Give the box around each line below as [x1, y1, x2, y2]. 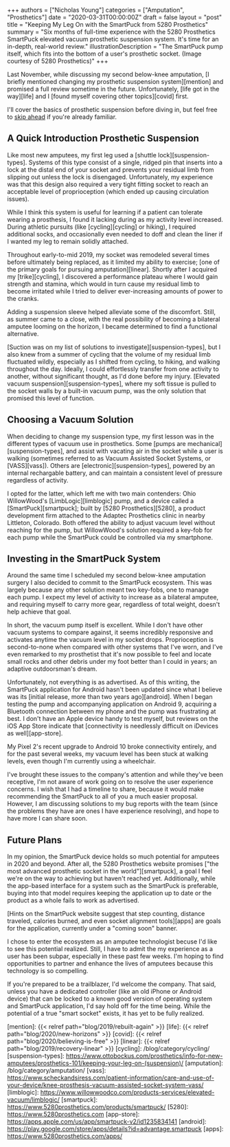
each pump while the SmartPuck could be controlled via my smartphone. [7, 533, 214, 542]
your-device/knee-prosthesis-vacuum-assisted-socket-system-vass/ [7, 1081, 204, 1089]
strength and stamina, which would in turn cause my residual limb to [7, 280, 200, 288]
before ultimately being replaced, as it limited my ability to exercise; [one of [7, 258, 220, 266]
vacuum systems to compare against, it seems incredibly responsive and [7, 628, 214, 636]
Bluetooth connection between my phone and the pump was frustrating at [7, 707, 216, 715]
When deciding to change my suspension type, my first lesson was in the [7, 432, 214, 441]
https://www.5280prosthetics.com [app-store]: [7, 1110, 140, 1119]
